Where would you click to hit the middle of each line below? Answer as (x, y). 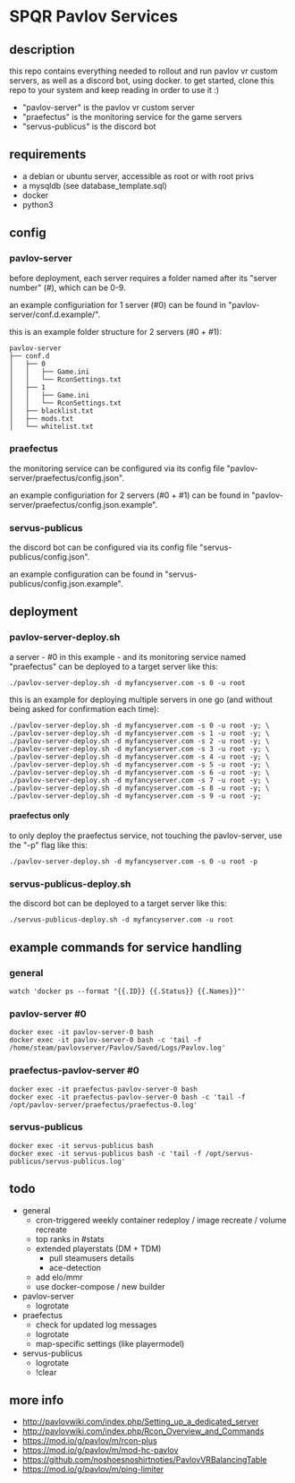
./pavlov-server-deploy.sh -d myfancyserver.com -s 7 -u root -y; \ (139, 780)
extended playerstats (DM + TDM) (98, 1248)
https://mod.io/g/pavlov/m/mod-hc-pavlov (100, 1450)
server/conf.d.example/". (55, 314)
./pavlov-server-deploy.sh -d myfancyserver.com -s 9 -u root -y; (135, 796)
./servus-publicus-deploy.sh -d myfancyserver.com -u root (122, 920)
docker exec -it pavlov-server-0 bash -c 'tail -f (105, 1041)
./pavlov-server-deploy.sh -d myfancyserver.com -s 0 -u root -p (133, 862)
